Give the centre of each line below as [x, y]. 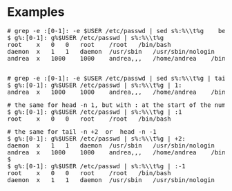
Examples [36, 12]
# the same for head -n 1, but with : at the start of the [109, 105]
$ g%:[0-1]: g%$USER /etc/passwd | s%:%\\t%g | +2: [97, 138]
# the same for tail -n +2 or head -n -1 [82, 131]
